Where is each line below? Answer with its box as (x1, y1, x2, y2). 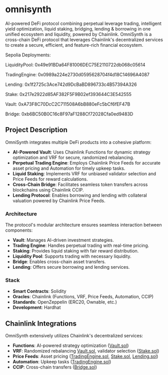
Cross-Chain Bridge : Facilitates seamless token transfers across (12, 181, 148, 188)
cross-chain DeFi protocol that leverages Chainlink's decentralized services (5, 37, 163, 43)
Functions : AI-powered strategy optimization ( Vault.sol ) (12, 342, 129, 349)
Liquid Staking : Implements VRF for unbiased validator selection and (12, 170, 156, 176)
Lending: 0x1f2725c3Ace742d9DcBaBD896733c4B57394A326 (5, 81, 137, 87)
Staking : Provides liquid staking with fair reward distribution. (12, 248, 139, 254)
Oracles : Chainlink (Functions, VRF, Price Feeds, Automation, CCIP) (12, 294, 154, 300)
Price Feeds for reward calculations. (12, 176, 88, 182)
